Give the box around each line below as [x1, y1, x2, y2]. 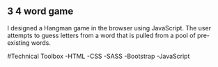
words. [31, 38, 51, 47]
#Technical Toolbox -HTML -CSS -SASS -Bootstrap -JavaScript [7, 52, 190, 60]
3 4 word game [7, 6, 74, 17]
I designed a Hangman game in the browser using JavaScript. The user [7, 23, 211, 32]
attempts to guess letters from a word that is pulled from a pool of [7, 31, 196, 39]
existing [7, 38, 30, 47]
